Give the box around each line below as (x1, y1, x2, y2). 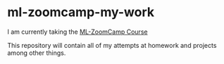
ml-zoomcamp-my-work (7, 4, 155, 20)
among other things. (7, 49, 66, 57)
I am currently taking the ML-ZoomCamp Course (7, 27, 148, 36)
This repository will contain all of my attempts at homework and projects (7, 41, 217, 49)
